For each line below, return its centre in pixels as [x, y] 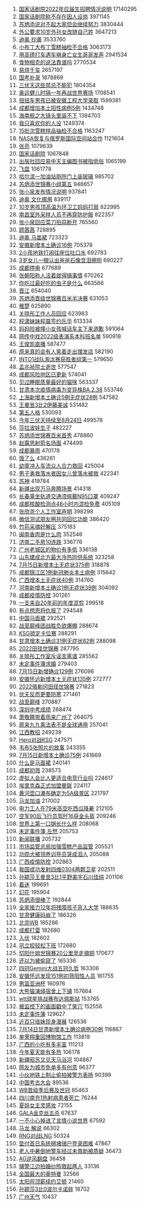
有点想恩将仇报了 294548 [51, 610]
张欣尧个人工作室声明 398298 [56, 511]
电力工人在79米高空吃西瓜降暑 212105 [66, 808]
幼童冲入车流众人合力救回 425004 [62, 466]
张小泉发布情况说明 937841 [52, 192]
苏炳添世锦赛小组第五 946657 [56, 184]
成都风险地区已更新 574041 [52, 374]
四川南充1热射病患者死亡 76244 [58, 1098]
